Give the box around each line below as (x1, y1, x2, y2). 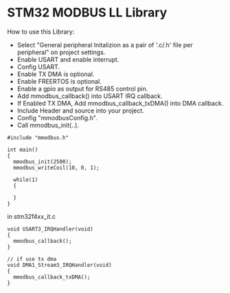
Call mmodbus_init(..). (16, 121, 80, 129)
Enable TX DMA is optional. (16, 70, 95, 78)
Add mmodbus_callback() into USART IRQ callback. (16, 91, 163, 100)
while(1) (13, 176, 38, 183)
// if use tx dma (7, 255, 57, 262)
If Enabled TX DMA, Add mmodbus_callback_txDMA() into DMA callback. (16, 99, 224, 107)
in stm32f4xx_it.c (7, 212, 56, 220)
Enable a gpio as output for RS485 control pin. (16, 84, 148, 93)
